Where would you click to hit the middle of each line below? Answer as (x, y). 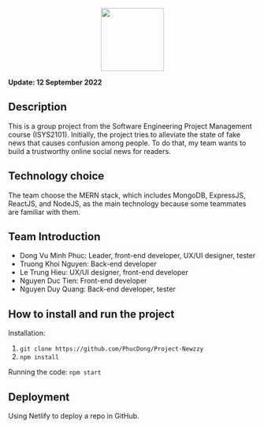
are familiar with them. (45, 212)
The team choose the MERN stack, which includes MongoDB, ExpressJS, (127, 195)
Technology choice (56, 176)
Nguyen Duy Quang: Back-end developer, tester (97, 289)
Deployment (39, 397)
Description (37, 107)
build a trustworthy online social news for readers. (89, 151)
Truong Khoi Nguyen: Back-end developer (88, 264)
